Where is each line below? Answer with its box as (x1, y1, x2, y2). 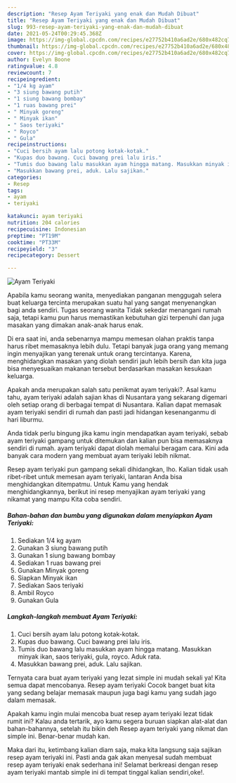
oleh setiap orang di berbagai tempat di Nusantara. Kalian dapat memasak (7, 400, 222, 409)
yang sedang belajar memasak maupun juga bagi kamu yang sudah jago (7, 689, 217, 697)
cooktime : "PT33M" (7, 238, 61, 246)
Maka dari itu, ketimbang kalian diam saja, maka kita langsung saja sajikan (7, 746, 222, 754)
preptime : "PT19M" (7, 232, 61, 239)
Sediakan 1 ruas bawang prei (17, 559, 101, 567)
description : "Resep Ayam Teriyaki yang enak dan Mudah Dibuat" (7, 10, 199, 18)
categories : (7, 174, 42, 181)
